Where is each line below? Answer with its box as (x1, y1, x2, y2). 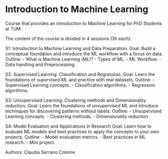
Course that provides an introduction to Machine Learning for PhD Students (5, 20, 162, 26)
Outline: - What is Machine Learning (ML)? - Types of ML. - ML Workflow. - (5, 56, 161, 62)
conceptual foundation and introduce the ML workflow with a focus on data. (5, 51, 163, 57)
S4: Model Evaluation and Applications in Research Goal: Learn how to (5, 123, 152, 129)
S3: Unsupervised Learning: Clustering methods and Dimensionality (5, 97, 146, 103)
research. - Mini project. (5, 139, 55, 145)
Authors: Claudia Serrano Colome (5, 149, 75, 155)
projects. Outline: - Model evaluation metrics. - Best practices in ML (5, 134, 146, 140)
